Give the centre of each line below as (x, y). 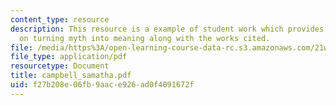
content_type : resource (60, 19)
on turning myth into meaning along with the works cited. (145, 38)
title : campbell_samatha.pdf (71, 76)
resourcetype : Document (60, 66)
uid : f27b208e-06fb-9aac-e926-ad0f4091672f (102, 85)
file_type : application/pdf (69, 57)
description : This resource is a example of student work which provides (167, 29)
